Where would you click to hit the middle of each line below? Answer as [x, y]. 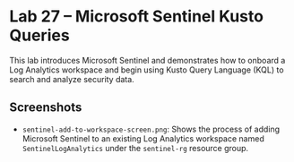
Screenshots [46, 108]
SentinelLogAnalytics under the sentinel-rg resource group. [135, 148]
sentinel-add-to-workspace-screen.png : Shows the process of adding [151, 129]
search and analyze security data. [72, 79]
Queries [39, 35]
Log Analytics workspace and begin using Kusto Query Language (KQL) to [147, 70]
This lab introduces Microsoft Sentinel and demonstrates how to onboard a [147, 60]
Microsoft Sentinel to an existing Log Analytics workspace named [143, 138]
